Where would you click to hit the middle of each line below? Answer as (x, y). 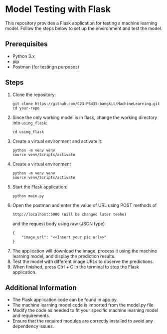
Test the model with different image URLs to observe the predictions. (83, 261)
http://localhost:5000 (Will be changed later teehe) (69, 214)
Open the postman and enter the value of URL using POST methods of (84, 205)
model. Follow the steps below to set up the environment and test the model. (84, 28)
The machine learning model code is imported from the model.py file (83, 305)
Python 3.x (23, 56)
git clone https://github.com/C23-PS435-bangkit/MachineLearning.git (86, 103)
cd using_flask (28, 132)
